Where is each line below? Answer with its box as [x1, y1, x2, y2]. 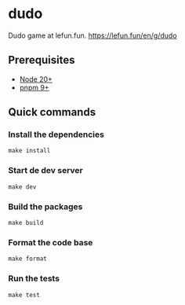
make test [8, 291, 41, 299]
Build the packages [8, 201, 83, 212]
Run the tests [8, 273, 60, 284]
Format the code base [8, 237, 93, 248]
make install [8, 147, 51, 155]
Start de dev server [8, 165, 84, 176]
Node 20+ [19, 74, 53, 83]
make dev [8, 182, 37, 191]
